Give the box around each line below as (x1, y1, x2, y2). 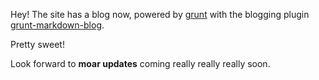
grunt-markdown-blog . (10, 19, 105, 31)
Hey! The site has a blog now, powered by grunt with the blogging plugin (10, 9, 310, 20)
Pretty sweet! (10, 39, 65, 50)
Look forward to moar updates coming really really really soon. (10, 58, 271, 69)
